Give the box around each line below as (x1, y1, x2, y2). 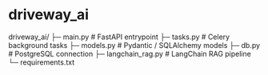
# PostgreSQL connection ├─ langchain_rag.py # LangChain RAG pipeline (8, 49, 252, 58)
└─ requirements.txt (8, 57, 75, 67)
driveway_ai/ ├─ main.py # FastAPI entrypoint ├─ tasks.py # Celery (8, 32, 230, 41)
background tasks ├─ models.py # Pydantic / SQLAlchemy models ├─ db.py (8, 40, 261, 49)
